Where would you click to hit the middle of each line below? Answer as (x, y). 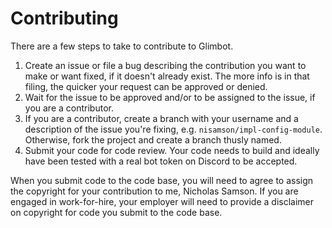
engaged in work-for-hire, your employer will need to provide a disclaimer (162, 201)
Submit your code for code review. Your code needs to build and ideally (172, 150)
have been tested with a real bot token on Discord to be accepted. (161, 161)
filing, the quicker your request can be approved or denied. (146, 86)
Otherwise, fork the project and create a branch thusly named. (153, 139)
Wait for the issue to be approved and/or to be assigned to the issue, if (170, 97)
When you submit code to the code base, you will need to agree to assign (162, 180)
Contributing (64, 18)
